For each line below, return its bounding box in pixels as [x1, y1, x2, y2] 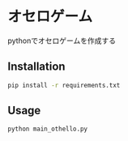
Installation [7, 60, 66, 74]
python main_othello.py [7, 125, 88, 134]
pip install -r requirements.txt [7, 81, 121, 89]
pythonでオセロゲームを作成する [7, 36, 117, 45]
